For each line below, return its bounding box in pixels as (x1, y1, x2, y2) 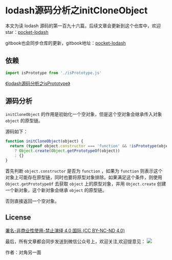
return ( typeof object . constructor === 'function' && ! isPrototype (10, 144, 157, 149)
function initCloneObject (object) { (5, 139, 83, 144)
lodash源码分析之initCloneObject (5, 5, 148, 16)
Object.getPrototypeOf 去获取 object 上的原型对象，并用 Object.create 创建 (5, 181, 166, 187)
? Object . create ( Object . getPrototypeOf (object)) (14, 148, 120, 154)
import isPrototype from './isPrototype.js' (5, 70, 102, 75)
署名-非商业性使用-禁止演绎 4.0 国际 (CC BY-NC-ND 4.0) (5, 227, 125, 233)
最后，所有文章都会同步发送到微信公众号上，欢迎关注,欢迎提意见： (5, 238, 146, 244)
